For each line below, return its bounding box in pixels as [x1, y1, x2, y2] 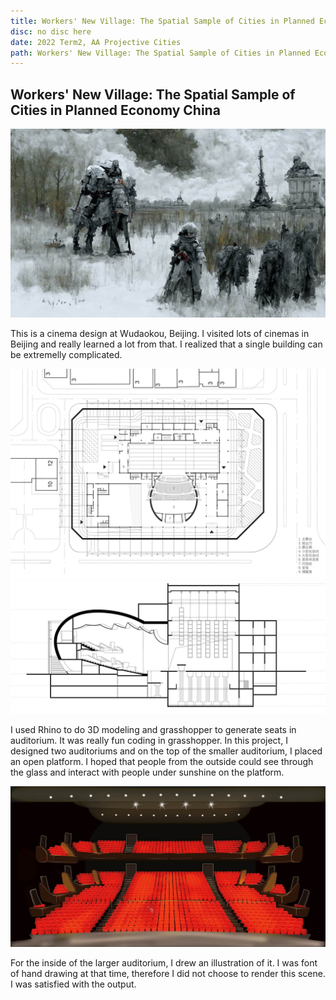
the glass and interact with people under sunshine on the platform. [10, 766, 285, 778]
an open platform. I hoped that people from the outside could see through [10, 755, 314, 767]
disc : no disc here [10, 26, 92, 37]
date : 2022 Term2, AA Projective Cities [10, 37, 182, 47]
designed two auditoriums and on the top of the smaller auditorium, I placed [10, 745, 323, 757]
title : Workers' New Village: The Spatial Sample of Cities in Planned [10, 16, 315, 26]
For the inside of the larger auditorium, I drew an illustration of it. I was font [10, 957, 318, 969]
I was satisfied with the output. [10, 978, 137, 990]
